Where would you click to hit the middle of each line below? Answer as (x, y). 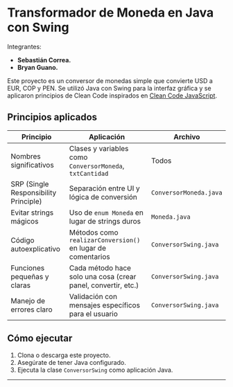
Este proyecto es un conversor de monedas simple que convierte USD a (110, 80)
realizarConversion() (105, 240)
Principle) (26, 201)
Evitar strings (32, 213)
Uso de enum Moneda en (106, 213)
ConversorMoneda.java (187, 192)
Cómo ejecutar (40, 338)
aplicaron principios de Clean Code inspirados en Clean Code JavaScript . (112, 96)
